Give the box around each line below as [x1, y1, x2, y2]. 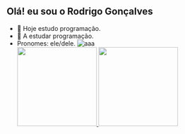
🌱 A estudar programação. [16, 32, 94, 40]
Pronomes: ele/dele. [16, 39, 76, 48]
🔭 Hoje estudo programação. [16, 24, 101, 32]
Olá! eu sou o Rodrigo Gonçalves [6, 6, 153, 18]
